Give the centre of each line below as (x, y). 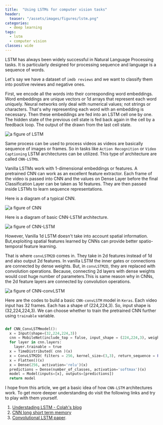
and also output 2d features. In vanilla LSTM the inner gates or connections (80, 261)
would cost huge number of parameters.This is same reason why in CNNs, (79, 276)
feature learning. (41, 246)
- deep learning (26, 28)
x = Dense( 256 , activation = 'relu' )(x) (49, 365)
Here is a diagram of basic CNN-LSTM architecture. (57, 217)
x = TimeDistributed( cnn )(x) (41, 351)
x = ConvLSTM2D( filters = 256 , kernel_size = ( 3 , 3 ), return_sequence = (82, 356)
